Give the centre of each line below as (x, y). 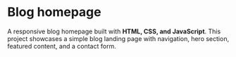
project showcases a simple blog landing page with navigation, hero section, (118, 38)
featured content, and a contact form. (62, 46)
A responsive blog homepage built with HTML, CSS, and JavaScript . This (114, 31)
